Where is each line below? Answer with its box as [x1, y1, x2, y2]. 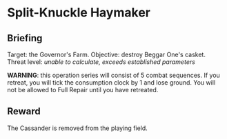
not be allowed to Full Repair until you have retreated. [7, 86, 159, 94]
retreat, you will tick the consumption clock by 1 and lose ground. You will [7, 78, 216, 87]
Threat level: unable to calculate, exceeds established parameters [7, 58, 195, 66]
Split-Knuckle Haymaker [7, 5, 150, 21]
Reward [7, 105, 41, 118]
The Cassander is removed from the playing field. [7, 124, 148, 132]
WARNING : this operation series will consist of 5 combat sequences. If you [7, 71, 221, 79]
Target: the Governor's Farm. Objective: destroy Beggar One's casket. [7, 50, 206, 58]
